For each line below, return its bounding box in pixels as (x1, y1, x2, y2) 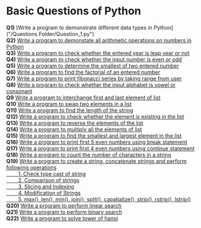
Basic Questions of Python (6, 4, 142, 18)
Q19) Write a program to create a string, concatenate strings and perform (6, 157, 187, 165)
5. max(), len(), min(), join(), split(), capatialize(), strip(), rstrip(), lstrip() (17, 196, 191, 203)
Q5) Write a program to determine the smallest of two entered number (6, 62, 179, 69)
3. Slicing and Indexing (17, 183, 75, 190)
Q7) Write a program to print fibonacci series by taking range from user (6, 75, 182, 82)
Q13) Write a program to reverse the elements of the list (6, 119, 144, 126)
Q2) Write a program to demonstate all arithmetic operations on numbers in (6, 37, 192, 44)
